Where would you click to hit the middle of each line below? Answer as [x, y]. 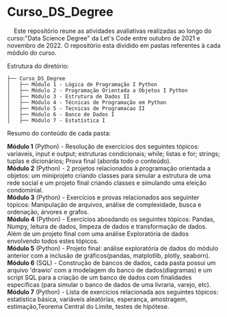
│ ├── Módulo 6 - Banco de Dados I [61, 114]
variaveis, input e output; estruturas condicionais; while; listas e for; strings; [113, 153]
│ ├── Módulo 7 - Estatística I [56, 121]
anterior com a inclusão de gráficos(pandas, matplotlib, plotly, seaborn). [109, 255]
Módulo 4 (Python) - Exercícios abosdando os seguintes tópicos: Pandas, [111, 219]
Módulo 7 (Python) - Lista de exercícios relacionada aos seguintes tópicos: [113, 292]
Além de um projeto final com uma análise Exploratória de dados [98, 233]
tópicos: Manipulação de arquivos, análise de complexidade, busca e [104, 204]
